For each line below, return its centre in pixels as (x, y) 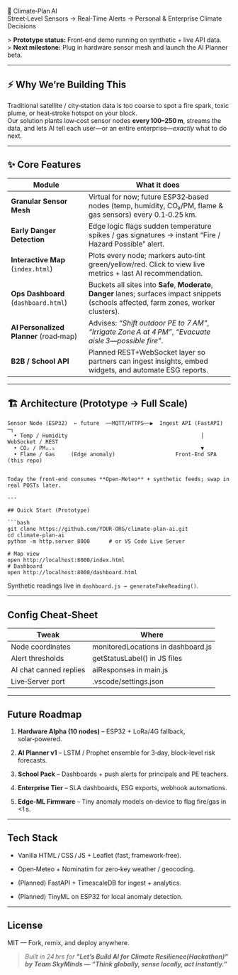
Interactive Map (38, 259)
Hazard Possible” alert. (126, 244)
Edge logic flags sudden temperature (150, 226)
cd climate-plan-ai (36, 535)
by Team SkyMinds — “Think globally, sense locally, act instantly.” (126, 964)
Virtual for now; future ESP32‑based (148, 197)
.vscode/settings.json (128, 682)
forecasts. (32, 760)
